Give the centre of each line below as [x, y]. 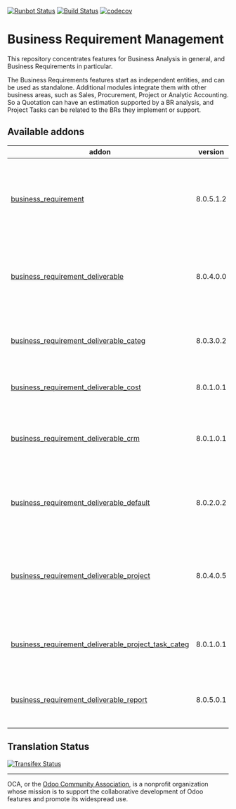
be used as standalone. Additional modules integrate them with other [107, 87]
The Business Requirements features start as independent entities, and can [116, 80]
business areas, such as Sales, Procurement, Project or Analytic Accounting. [118, 94]
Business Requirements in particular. [60, 66]
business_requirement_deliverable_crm [76, 438]
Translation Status [48, 747]
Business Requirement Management [116, 39]
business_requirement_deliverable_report [79, 699]
